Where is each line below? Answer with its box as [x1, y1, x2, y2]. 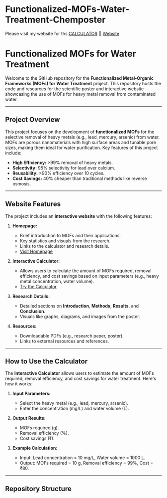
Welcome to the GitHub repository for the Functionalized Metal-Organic [5, 75, 154, 81]
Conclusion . [19, 308, 46, 314]
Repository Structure [5, 485, 72, 493]
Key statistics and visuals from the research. [19, 238, 111, 244]
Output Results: [12, 415, 46, 421]
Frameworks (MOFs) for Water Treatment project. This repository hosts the [5, 80, 162, 86]
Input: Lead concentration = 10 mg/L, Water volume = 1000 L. [19, 455, 146, 461]
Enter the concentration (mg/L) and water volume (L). [19, 405, 129, 412]
